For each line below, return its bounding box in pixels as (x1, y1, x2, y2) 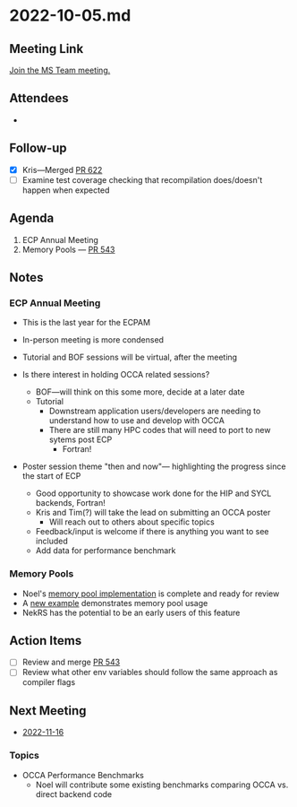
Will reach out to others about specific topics (48, 516, 215, 527)
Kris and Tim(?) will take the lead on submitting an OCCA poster (35, 508, 271, 518)
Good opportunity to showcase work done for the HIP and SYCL (35, 488, 272, 499)
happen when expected (21, 185, 110, 195)
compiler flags (21, 677, 76, 688)
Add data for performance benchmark (35, 545, 176, 556)
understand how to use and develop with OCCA (48, 415, 225, 426)
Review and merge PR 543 (21, 656, 121, 668)
